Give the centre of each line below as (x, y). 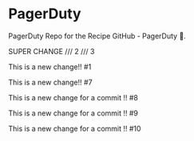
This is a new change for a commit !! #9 (73, 113)
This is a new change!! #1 (50, 67)
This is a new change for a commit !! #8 (73, 97)
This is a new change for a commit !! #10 (75, 128)
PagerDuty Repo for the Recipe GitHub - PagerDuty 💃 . (97, 36)
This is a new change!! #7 (51, 82)
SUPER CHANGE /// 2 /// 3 (51, 51)
